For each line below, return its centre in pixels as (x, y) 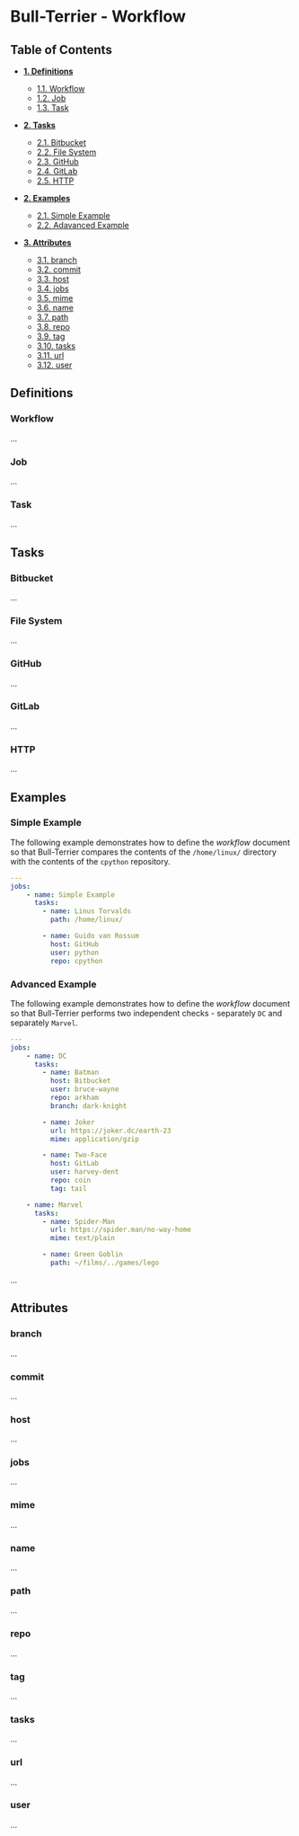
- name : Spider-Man (79, 1221)
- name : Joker (69, 1122)
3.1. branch (57, 260)
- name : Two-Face (75, 1155)
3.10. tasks (56, 346)
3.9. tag (51, 336)
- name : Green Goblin (83, 1255)
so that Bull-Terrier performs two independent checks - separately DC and (146, 1013)
